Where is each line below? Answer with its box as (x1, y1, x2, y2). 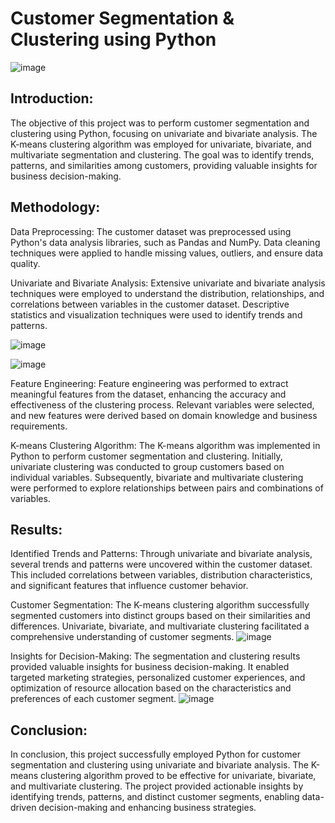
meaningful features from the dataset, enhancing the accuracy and (10, 388, 287, 400)
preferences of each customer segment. (10, 693, 177, 705)
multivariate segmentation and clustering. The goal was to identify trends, (10, 148, 315, 161)
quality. (10, 257, 41, 269)
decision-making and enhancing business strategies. (38, 802, 257, 814)
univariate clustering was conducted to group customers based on (10, 460, 285, 472)
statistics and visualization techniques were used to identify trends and (10, 308, 303, 321)
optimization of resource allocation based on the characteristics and (10, 682, 292, 694)
